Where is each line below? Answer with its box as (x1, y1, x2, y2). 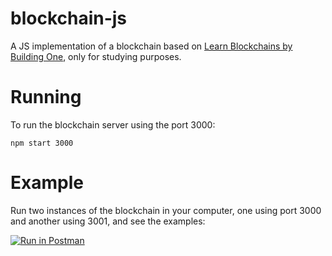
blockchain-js (10, 7, 128, 30)
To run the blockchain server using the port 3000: (10, 118, 216, 131)
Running (10, 86, 82, 109)
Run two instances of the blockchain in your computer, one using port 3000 (10, 204, 322, 216)
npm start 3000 (10, 138, 74, 148)
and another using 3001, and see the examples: (10, 215, 206, 227)
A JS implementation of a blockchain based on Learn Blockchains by (10, 40, 293, 52)
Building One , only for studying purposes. (10, 50, 182, 62)
